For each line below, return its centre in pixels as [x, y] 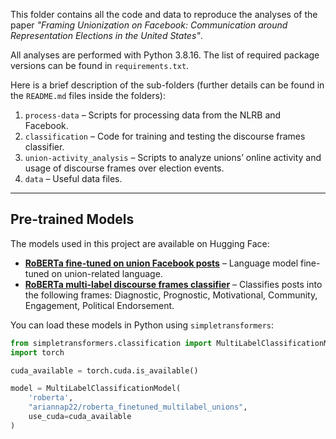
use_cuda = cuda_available [80, 417]
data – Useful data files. [73, 178]
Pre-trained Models [72, 219]
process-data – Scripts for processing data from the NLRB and [153, 115]
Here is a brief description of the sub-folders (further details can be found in [167, 85]
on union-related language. [107, 273]
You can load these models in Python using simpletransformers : [142, 325]
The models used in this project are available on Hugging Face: [140, 243]
